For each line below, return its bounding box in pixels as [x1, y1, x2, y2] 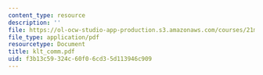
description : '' [8, 19, 61, 27]
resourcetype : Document [8, 41, 86, 48]
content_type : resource [8, 11, 86, 20]
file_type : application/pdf [8, 33, 100, 41]
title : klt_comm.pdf [8, 48, 76, 55]
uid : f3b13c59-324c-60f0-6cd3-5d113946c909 [8, 55, 153, 63]
